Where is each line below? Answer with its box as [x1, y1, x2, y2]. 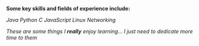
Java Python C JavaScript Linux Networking [6, 17, 116, 23]
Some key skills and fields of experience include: [6, 5, 130, 12]
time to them [6, 34, 38, 41]
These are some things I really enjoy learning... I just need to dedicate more [6, 28, 193, 35]
